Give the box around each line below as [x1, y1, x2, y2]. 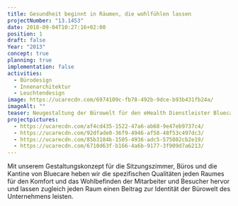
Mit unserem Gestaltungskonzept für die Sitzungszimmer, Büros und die [7, 162, 217, 170]
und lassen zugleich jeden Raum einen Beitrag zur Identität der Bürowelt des [7, 185, 231, 193]
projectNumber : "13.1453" [7, 17, 84, 24]
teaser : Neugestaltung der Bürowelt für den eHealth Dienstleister [7, 109, 211, 116]
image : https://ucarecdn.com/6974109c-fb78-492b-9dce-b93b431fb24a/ [7, 97, 214, 104]
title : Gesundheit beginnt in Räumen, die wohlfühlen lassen [7, 10, 192, 18]
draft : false [7, 37, 46, 44]
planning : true [7, 57, 52, 64]
